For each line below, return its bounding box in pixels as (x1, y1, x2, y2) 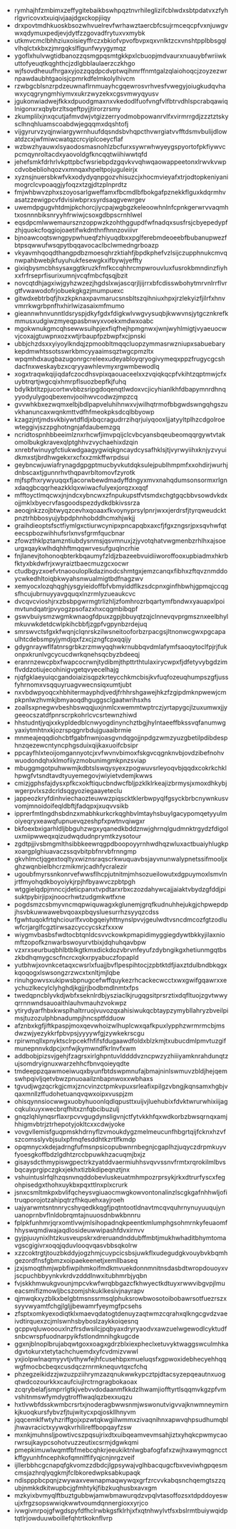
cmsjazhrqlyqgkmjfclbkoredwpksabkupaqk (14, 1468, 141, 1477)
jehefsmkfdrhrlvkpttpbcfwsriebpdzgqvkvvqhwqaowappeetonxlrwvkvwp (14, 158, 227, 166)
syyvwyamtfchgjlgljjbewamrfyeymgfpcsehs (14, 1302, 143, 1310)
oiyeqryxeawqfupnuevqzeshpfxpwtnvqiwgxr (14, 817, 145, 825)
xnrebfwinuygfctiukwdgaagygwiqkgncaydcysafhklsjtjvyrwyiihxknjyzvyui (14, 446, 227, 454)
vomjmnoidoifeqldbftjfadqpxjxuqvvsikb (14, 802, 129, 810)
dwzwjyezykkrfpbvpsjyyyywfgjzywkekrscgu (14, 1029, 145, 1037)
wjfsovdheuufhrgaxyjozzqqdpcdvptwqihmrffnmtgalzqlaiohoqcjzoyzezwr (14, 67, 227, 75)
